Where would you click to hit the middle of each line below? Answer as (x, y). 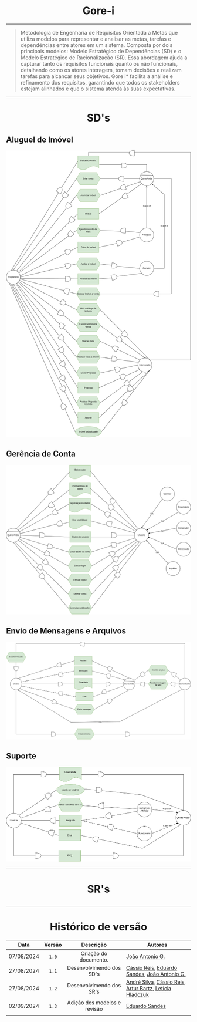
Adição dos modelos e (94, 1003)
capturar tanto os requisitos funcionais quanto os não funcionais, (99, 63)
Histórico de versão (98, 927)
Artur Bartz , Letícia (149, 989)
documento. (94, 959)
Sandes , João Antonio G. (156, 974)
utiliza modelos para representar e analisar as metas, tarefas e (96, 39)
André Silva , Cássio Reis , (156, 982)
